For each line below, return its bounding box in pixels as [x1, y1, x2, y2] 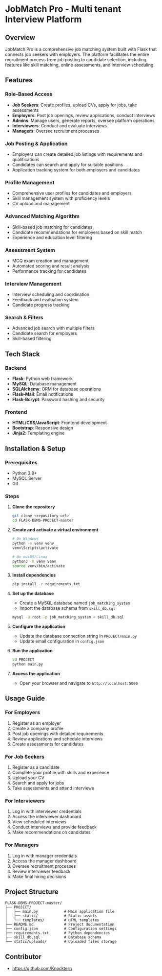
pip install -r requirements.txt [12, 582, 81, 587]
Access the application [12, 670, 60, 676]
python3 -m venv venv [12, 559, 57, 564]
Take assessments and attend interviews [12, 785, 94, 791]
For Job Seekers [5, 753, 45, 760]
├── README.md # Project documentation [5, 922, 115, 927]
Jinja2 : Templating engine [12, 430, 65, 436]
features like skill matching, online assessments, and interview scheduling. [5, 62, 155, 68]
